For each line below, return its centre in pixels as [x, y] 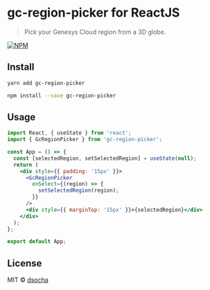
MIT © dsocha [28, 280]
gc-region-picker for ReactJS [94, 13]
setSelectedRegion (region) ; [78, 191]
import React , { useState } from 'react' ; [69, 133]
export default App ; [37, 242]
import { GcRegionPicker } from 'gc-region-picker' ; [85, 140]
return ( [26, 165]
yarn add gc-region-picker [46, 83]
